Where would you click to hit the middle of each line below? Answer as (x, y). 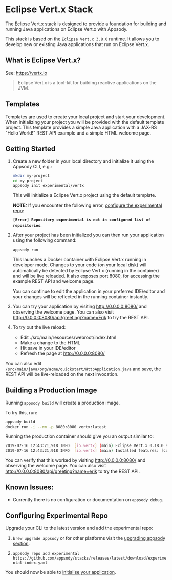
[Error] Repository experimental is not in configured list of (82, 220)
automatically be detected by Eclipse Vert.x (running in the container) (86, 270)
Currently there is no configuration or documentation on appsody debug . (88, 499)
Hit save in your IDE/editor (48, 348)
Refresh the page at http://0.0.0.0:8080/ (62, 353)
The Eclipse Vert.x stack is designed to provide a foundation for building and (86, 24)
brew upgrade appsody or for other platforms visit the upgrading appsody (89, 538)
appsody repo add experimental (46, 553)
